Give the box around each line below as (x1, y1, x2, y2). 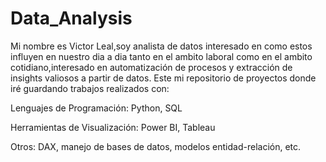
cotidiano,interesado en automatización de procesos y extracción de (10, 61, 293, 73)
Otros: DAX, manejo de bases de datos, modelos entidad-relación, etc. (10, 140, 302, 152)
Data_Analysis (10, 7, 133, 30)
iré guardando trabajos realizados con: (10, 82, 170, 94)
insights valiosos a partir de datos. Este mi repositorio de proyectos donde (10, 72, 317, 84)
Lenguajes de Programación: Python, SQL (10, 102, 183, 114)
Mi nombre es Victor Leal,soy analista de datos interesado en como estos (10, 40, 313, 52)
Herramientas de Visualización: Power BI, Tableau (10, 121, 216, 133)
